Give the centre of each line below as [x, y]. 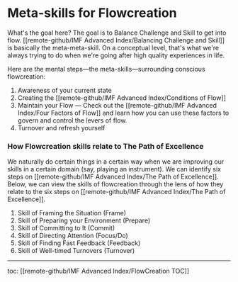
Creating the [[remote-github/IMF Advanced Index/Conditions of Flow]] [122, 98]
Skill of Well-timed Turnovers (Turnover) [76, 251]
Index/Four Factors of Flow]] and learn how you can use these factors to [123, 113]
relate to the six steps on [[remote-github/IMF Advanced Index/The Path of [117, 192]
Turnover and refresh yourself [61, 128]
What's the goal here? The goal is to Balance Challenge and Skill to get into [117, 33]
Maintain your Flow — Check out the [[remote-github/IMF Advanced [117, 105]
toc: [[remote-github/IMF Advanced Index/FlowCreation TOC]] [98, 271]
